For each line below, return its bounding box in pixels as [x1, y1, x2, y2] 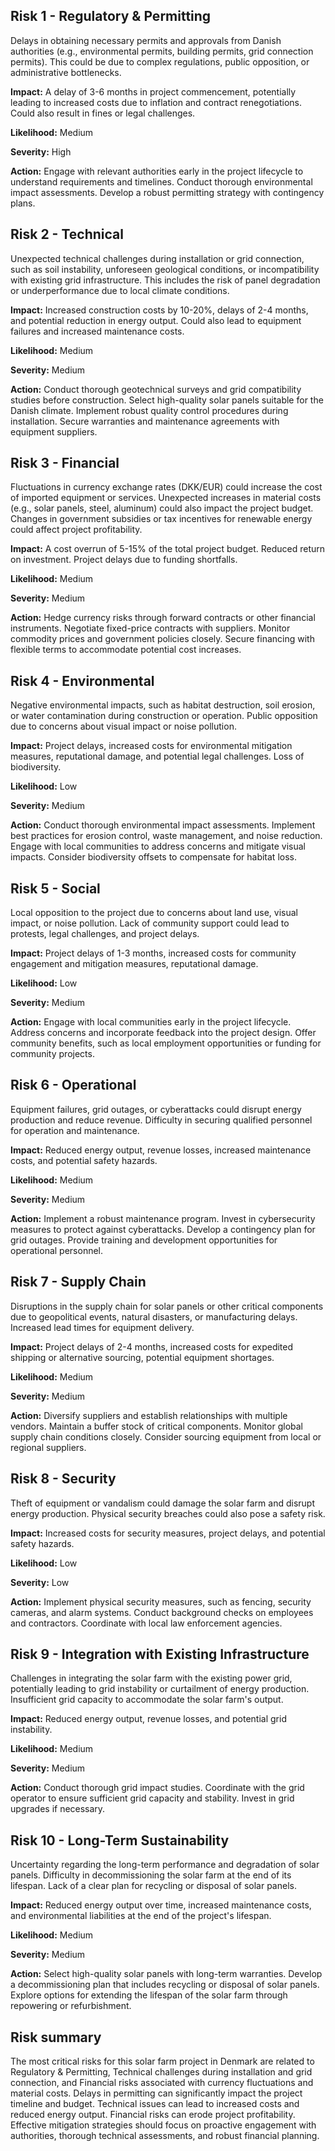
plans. [10, 197, 36, 209]
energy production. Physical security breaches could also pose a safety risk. [10, 1507, 326, 1519]
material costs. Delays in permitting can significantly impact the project [10, 2087, 303, 2099]
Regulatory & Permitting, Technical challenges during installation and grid [10, 2065, 313, 2078]
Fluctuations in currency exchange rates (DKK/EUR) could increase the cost [10, 481, 323, 493]
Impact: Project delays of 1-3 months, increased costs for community [10, 947, 297, 959]
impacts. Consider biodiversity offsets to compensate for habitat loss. [10, 851, 297, 863]
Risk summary [10, 2029, 102, 2046]
